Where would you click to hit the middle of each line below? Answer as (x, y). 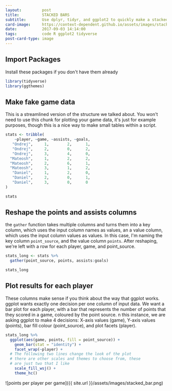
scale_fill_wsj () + (35, 368)
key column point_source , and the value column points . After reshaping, (81, 241)
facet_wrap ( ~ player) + (39, 349)
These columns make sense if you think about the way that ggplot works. (82, 298)
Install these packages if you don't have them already (62, 72)
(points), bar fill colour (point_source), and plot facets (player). (71, 325)
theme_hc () (26, 373)
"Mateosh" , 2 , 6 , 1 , (50, 163)
